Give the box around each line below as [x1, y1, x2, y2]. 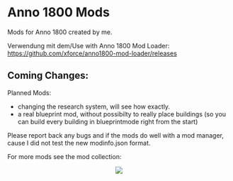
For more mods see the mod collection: [7, 152, 122, 160]
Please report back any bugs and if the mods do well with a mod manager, [7, 131, 225, 139]
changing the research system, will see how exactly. [17, 102, 171, 111]
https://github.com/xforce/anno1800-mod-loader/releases [7, 49, 177, 57]
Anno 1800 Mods [7, 4, 110, 21]
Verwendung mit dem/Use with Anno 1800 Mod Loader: [7, 41, 170, 50]
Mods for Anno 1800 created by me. [7, 28, 113, 36]
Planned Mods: [7, 88, 52, 97]
